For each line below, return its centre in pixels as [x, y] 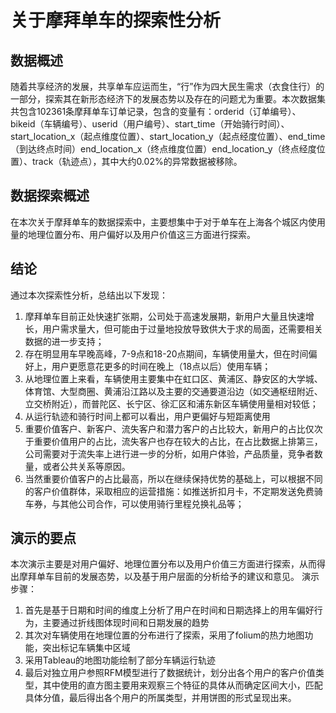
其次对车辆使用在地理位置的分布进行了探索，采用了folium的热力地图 [164, 635]
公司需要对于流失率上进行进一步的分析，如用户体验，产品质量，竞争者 [169, 453]
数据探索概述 [50, 196]
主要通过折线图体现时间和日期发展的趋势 [126, 623]
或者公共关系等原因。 [86, 466]
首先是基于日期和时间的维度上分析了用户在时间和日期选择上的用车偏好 [169, 610]
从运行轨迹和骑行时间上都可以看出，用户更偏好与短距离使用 [147, 416]
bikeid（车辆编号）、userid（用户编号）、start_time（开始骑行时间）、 [150, 124]
